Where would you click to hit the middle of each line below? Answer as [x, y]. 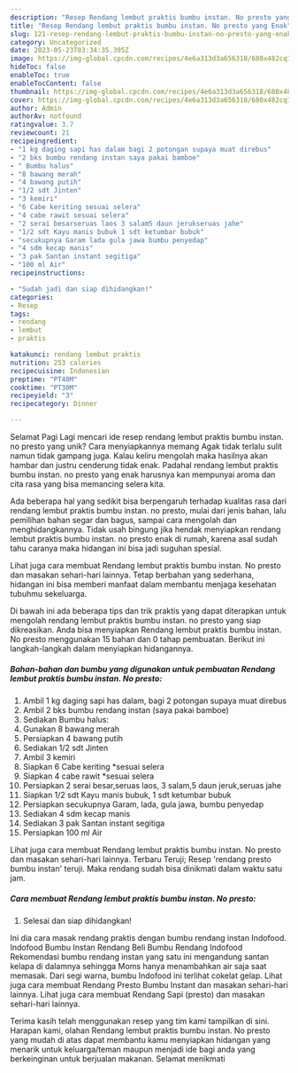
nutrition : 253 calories [56, 363]
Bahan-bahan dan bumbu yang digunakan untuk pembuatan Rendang [143, 669]
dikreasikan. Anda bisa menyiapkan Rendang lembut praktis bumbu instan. [146, 630]
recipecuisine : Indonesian [60, 371]
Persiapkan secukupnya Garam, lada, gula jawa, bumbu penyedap [143, 804]
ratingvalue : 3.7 [42, 125]
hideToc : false [38, 67]
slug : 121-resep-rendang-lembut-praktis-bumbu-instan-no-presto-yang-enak [151, 34]
